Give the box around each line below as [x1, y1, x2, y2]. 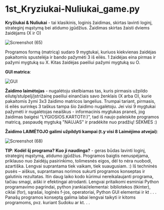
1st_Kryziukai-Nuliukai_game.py [5, 3, 140, 15]
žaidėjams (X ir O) [5, 30, 42, 36]
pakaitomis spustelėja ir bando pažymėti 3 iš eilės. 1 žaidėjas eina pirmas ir [5, 54, 156, 60]
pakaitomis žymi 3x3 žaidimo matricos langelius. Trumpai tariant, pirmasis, [5, 98, 156, 104]
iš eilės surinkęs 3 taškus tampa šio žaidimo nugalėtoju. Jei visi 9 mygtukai [5, 103, 156, 109]
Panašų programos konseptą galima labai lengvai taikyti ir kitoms [5, 194, 136, 200]
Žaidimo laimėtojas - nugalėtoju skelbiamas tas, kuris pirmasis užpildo [5, 88, 148, 93]
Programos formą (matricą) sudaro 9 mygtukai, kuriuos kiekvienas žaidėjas [5, 49, 157, 55]
